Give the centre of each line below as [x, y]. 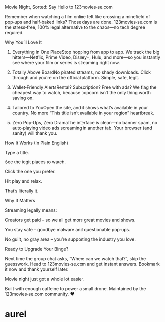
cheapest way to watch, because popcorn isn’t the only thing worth [81, 92]
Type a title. [17, 152]
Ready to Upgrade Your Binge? [37, 249]
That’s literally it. [22, 191]
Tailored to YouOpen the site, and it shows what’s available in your [80, 107]
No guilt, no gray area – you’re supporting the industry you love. [70, 239]
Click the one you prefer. [30, 172]
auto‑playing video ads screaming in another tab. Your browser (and [82, 128]
